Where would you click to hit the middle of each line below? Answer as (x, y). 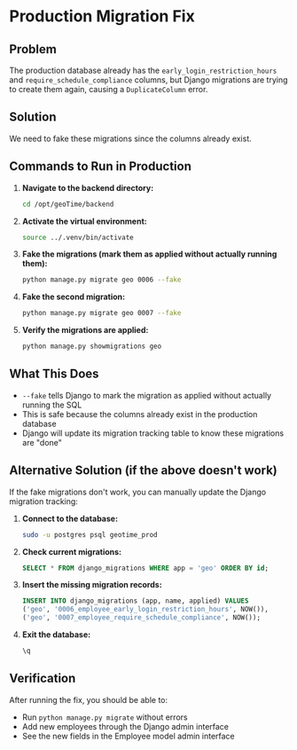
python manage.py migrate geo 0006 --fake (102, 280)
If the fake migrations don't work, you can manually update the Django (138, 492)
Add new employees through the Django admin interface (125, 726)
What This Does (54, 374)
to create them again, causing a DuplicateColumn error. (109, 89)
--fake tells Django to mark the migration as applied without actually (147, 395)
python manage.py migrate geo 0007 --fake (102, 313)
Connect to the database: (70, 518)
